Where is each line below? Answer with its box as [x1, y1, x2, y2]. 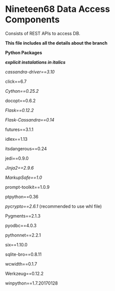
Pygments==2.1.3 [5, 213, 41, 219]
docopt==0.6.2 [5, 98, 36, 104]
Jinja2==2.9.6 [5, 165, 34, 171]
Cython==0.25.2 [5, 88, 39, 94]
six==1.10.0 [5, 241, 28, 247]
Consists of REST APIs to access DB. [5, 30, 81, 36]
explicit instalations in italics [5, 59, 66, 65]
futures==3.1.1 [5, 126, 34, 132]
